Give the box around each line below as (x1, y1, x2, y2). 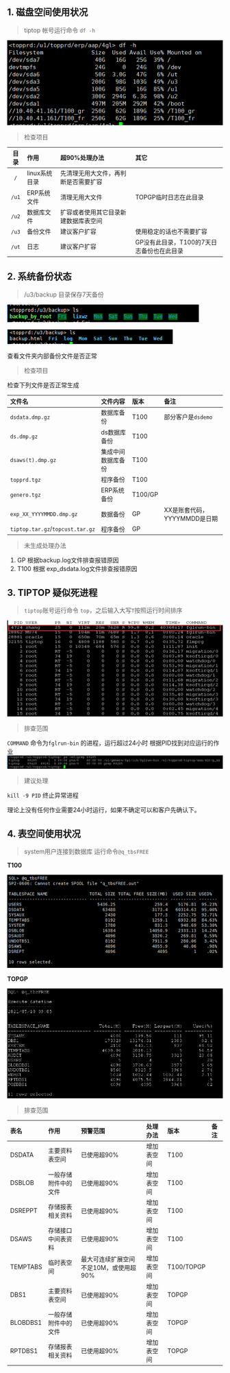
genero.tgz (10, 492, 41, 498)
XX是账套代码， (164, 505, 209, 514)
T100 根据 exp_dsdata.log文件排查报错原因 (16, 565, 138, 573)
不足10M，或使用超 (81, 1263, 137, 1271)
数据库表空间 (66, 216, 103, 224)
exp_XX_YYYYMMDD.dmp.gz (10, 511, 78, 518)
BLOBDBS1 (10, 1319, 42, 1327)
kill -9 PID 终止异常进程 (7, 792, 79, 800)
